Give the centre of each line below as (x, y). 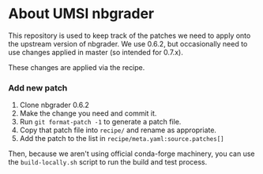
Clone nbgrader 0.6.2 (54, 105)
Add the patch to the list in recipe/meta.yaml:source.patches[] (122, 139)
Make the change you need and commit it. (88, 113)
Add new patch (38, 87)
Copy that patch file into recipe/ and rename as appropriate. (118, 130)
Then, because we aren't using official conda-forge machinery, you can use (131, 154)
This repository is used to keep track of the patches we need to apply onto (130, 35)
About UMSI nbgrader (81, 14)
